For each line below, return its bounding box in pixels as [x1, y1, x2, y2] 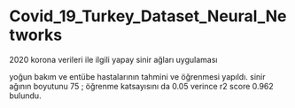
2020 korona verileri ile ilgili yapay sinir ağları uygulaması [9, 54, 218, 65]
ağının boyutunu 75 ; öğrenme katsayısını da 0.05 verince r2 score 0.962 [9, 81, 275, 91]
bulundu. [9, 90, 42, 101]
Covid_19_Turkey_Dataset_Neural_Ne [9, 6, 287, 27]
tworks [9, 25, 63, 45]
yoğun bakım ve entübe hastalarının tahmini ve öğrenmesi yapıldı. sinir [9, 71, 266, 81]
